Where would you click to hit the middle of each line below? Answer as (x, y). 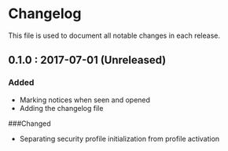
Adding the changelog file (61, 108)
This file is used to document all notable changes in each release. (114, 35)
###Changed (29, 123)
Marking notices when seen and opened (85, 100)
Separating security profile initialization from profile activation (120, 138)
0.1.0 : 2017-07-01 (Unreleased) (87, 60)
